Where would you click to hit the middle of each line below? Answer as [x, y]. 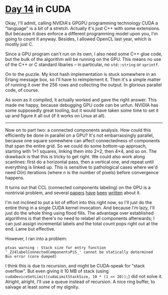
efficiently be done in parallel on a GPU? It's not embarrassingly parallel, [79, 135]
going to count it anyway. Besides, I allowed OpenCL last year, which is [78, 39]
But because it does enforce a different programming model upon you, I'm [81, 33]
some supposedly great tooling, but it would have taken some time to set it [82, 110]
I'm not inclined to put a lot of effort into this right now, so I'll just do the [79, 202]
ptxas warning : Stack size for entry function [56, 248]
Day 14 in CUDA [38, 9]
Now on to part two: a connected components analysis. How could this [78, 130]
